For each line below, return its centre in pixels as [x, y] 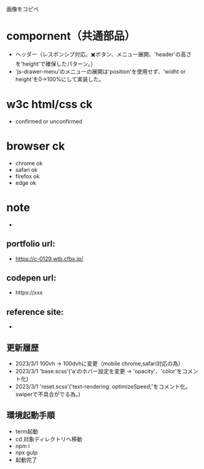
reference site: [35, 312]
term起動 [27, 431]
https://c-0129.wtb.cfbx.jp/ [49, 258]
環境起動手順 [31, 415]
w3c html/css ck [49, 105]
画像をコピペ [22, 9]
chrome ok [29, 163]
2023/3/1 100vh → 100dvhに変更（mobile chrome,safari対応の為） [99, 363]
